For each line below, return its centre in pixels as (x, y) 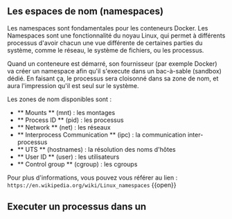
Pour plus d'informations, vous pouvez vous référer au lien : (92, 177)
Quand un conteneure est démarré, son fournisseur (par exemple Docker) (112, 63)
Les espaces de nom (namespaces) (86, 11)
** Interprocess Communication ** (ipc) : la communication (102, 134)
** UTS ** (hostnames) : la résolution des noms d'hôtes (96, 149)
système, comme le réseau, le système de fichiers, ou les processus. (106, 50)
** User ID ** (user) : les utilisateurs (68, 157)
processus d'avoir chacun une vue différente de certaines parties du (105, 43)
